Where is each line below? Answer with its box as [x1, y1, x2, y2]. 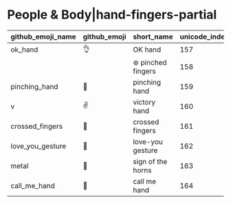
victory [133, 97, 156, 107]
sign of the [133, 156, 168, 166]
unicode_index [179, 32, 229, 41]
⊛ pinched [133, 57, 167, 67]
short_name [133, 32, 173, 41]
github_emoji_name [10, 32, 77, 41]
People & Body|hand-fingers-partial [7, 7, 217, 23]
